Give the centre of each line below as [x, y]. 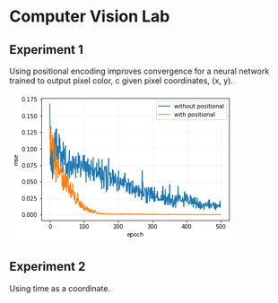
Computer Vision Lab [90, 17]
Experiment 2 [48, 267]
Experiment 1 [46, 50]
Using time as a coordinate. [60, 288]
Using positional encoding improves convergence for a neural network [139, 71]
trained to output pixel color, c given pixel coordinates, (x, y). [122, 81]
